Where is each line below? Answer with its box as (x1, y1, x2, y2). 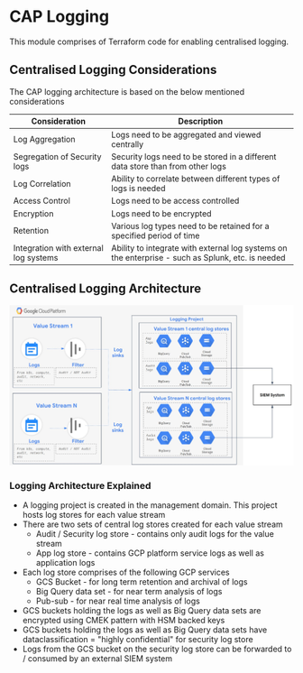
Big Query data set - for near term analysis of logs (35, 585, 223, 596)
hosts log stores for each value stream (22, 509, 166, 520)
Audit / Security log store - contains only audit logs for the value (35, 528, 275, 539)
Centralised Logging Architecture (9, 281, 201, 296)
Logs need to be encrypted (111, 207, 212, 218)
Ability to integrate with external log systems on (111, 243, 288, 254)
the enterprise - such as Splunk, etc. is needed (111, 253, 286, 263)
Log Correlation (13, 178, 71, 189)
